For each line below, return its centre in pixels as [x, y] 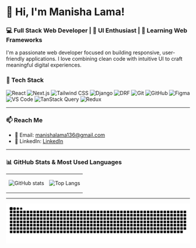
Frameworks [24, 40]
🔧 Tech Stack [25, 80]
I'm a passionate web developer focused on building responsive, [84, 53]
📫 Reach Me [24, 120]
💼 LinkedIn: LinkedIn [39, 141]
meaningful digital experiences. [44, 65]
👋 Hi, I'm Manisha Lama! [65, 12]
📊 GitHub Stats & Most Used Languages [64, 162]
